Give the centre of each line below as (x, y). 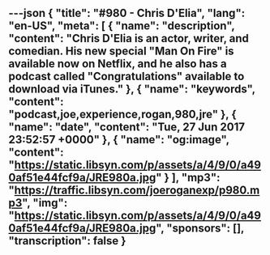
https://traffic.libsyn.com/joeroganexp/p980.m (137, 191)
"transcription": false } (67, 241)
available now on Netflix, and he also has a (118, 64)
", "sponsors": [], (200, 229)
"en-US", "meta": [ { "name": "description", (122, 26)
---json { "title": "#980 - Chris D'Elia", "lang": (127, 13)
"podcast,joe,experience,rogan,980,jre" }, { (122, 115)
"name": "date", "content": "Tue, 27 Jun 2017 (127, 127)
